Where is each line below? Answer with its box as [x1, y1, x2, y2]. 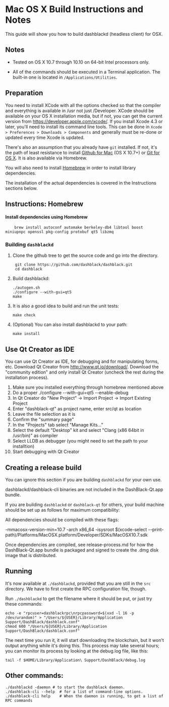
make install [12, 332, 40, 337]
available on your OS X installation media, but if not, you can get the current [5, 113, 162, 119]
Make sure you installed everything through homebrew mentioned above [12, 385, 164, 391]
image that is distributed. [5, 553, 57, 559]
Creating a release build [5, 463, 82, 472]
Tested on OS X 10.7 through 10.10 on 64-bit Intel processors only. [12, 59, 150, 65]
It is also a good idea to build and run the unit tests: [12, 303, 120, 309]
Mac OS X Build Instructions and [5, 4, 144, 15]
